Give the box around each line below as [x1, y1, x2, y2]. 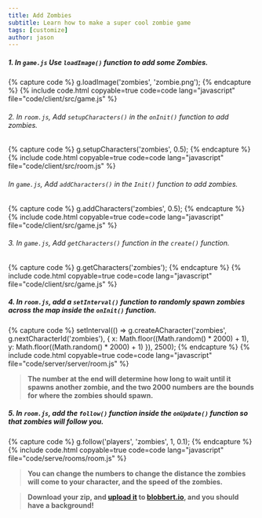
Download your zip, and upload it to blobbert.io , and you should [27, 492, 239, 502]
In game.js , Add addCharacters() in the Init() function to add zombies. [8, 180, 238, 189]
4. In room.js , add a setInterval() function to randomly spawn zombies [8, 297, 246, 307]
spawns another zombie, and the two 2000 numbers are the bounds [27, 382, 255, 392]
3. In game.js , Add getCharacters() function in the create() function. [8, 239, 230, 248]
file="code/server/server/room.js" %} [8, 359, 129, 368]
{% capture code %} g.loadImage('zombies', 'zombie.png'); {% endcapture [8, 78, 252, 87]
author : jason [8, 33, 55, 42]
